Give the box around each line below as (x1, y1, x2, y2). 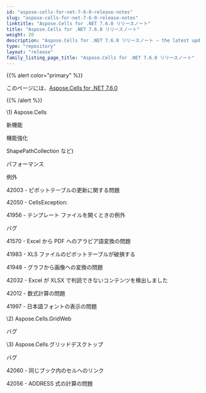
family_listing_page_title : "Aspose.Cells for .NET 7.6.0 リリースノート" (6, 55, 195, 61)
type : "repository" (6, 44, 56, 50)
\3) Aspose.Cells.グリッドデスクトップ (6, 340, 104, 348)
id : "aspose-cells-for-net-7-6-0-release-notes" (6, 9, 133, 15)
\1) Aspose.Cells (6, 108, 47, 115)
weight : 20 (6, 32, 34, 38)
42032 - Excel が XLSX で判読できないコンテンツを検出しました (6, 276, 168, 284)
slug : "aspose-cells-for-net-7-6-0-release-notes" (6, 15, 139, 21)
